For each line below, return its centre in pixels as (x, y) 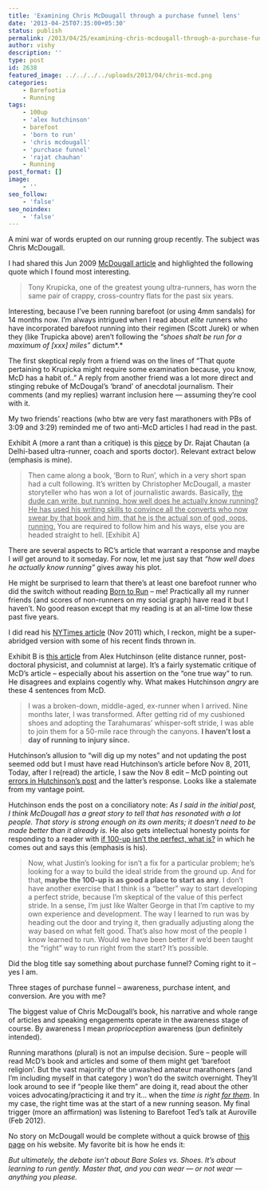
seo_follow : (28, 194)
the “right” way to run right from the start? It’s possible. (118, 948)
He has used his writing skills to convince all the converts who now (138, 510)
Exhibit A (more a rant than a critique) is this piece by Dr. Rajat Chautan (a (129, 443)
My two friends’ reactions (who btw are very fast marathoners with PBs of (130, 419)
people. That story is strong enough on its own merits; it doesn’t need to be (132, 822)
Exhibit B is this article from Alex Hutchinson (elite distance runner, (118, 656)
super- (245, 632)
